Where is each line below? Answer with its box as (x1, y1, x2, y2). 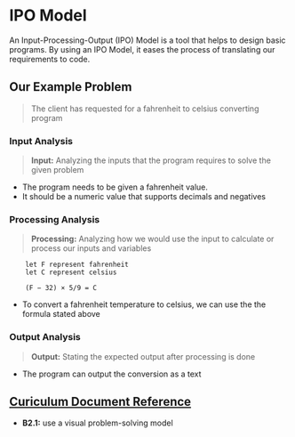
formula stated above (21, 309, 100, 320)
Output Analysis (9, 331, 82, 344)
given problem (30, 165, 84, 175)
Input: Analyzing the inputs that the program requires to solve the (30, 155, 271, 166)
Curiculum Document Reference (9, 394, 192, 409)
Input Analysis (9, 134, 74, 147)
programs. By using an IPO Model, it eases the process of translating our (9, 44, 275, 54)
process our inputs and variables (30, 243, 152, 254)
